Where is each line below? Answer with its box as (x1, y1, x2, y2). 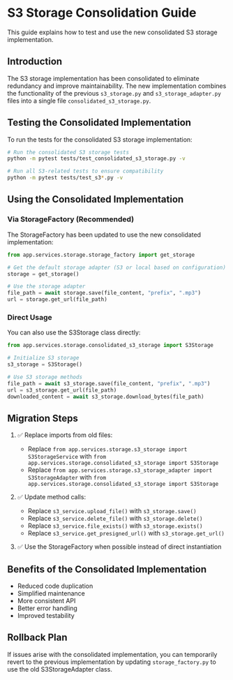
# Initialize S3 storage (7, 355, 80, 362)
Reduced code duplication (17, 582, 93, 591)
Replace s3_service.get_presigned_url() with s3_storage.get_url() (27, 529, 225, 538)
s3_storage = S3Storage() (7, 361, 82, 368)
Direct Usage (7, 312, 52, 322)
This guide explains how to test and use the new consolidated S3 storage (7, 28, 218, 36)
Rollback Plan (7, 632, 68, 644)
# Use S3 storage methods (7, 374, 82, 380)
